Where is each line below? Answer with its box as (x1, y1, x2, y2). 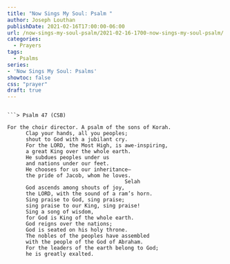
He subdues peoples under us (25, 154, 110, 161)
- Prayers (13, 42, 41, 49)
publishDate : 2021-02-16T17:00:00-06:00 (7, 23, 126, 30)
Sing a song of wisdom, (25, 208, 95, 216)
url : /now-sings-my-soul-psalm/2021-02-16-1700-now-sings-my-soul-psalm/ (7, 29, 224, 37)
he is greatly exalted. (25, 251, 95, 258)
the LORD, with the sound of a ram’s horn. (25, 190, 153, 197)
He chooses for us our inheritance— (25, 166, 131, 173)
